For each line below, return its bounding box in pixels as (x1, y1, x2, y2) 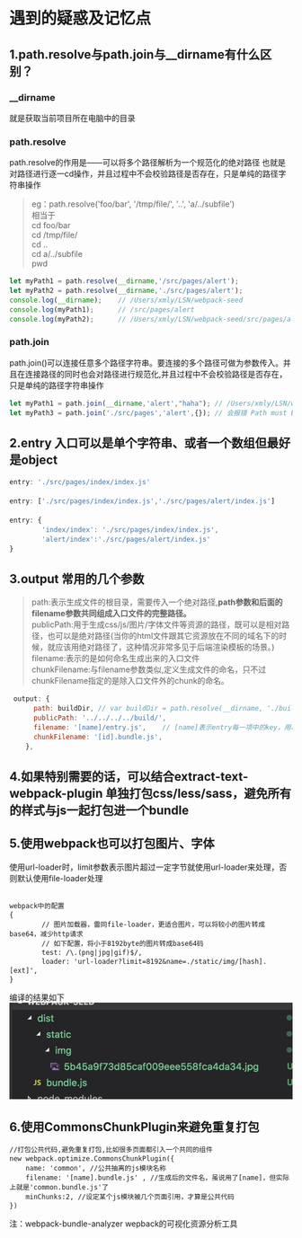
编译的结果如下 (9, 992, 65, 1003)
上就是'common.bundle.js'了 (9, 1183, 110, 1192)
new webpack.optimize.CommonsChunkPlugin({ (9, 1154, 175, 1163)
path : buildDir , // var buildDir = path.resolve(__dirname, (32, 704, 263, 713)
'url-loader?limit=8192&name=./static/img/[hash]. (73, 957, 268, 966)
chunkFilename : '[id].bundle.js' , (32, 732, 164, 741)
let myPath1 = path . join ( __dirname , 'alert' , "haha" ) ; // (9, 399, 223, 408)
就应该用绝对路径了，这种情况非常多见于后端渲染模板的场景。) (47, 641, 275, 652)
